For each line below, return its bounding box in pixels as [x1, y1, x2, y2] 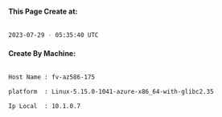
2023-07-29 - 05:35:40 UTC [8, 31, 99, 39]
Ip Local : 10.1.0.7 [8, 103, 81, 111]
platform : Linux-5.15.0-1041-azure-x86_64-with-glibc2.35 [8, 88, 215, 96]
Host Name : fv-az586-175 [8, 73, 95, 82]
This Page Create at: [8, 6, 78, 16]
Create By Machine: [8, 48, 76, 58]
